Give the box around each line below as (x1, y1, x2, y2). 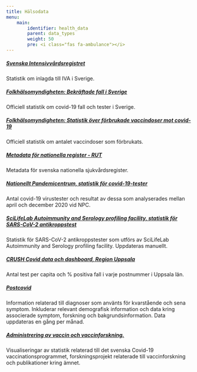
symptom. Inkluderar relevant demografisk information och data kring (6, 305, 175, 312)
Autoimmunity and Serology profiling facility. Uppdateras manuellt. (6, 242, 168, 249)
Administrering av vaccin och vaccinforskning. (6, 332, 124, 339)
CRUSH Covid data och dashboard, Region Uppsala (6, 255, 136, 263)
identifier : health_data (27, 25, 88, 31)
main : (17, 20, 31, 25)
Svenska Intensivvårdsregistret (6, 60, 86, 67)
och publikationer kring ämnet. (6, 359, 81, 366)
